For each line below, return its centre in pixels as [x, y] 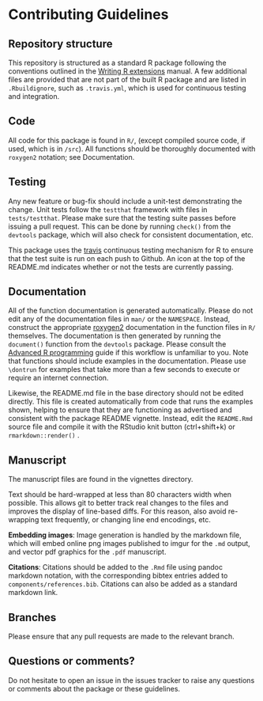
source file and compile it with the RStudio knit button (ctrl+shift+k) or [122, 427]
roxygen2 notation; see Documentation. [71, 157]
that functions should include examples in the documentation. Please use [127, 361]
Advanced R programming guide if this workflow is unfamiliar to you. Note [128, 353]
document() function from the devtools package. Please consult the [117, 344]
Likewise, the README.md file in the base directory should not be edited [126, 393]
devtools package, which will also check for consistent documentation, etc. [131, 234]
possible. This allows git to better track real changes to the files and [118, 503]
